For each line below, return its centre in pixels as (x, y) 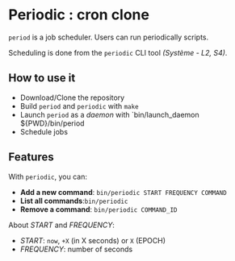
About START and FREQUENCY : (62, 225)
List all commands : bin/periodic (74, 201)
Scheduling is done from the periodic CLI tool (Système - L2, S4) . (118, 52)
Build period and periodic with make (79, 106)
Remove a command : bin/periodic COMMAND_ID (99, 209)
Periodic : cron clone (79, 15)
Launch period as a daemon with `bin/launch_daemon (109, 114)
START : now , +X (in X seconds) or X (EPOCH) (93, 240)
